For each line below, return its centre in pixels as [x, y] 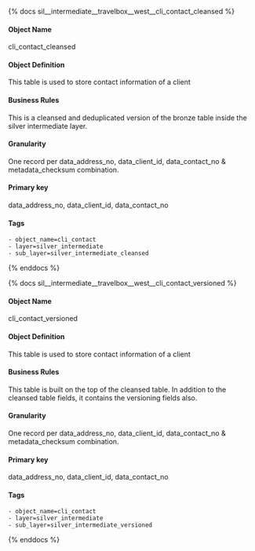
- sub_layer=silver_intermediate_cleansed [78, 254]
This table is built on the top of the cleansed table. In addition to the [117, 389]
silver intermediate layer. [48, 126]
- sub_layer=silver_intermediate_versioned [80, 525]
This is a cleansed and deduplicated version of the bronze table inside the [127, 118]
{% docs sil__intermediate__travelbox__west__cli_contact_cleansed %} [122, 11]
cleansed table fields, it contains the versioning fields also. [103, 398]
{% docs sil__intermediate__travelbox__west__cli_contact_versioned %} [122, 283]
